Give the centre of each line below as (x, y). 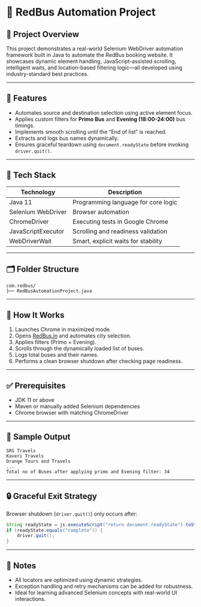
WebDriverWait (31, 241)
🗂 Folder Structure (43, 269)
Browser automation (101, 211)
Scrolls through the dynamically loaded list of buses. (80, 348)
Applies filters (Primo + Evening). (56, 342)
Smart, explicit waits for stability (118, 241)
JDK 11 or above (35, 400)
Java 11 (21, 202)
